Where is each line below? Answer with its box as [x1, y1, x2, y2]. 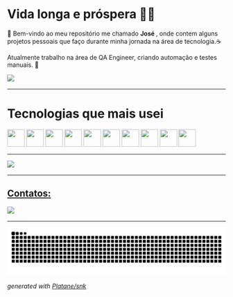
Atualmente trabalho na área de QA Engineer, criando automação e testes [7, 53, 217, 61]
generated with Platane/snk [7, 282, 87, 291]
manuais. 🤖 [7, 61, 40, 69]
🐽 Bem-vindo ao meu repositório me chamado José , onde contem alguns [7, 29, 218, 38]
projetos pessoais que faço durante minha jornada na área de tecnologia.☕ [7, 37, 222, 45]
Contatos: [7, 188, 51, 200]
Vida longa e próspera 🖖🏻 [7, 6, 156, 22]
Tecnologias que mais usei [7, 106, 164, 122]
